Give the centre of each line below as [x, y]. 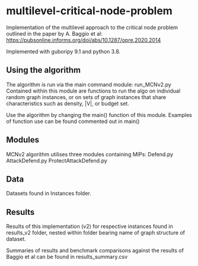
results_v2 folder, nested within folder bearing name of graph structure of [96, 233]
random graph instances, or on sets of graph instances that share [86, 97]
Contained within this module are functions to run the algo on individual [93, 91]
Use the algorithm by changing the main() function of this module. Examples [99, 115]
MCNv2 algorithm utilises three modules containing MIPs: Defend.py [90, 154]
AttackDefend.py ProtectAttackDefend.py [57, 160]
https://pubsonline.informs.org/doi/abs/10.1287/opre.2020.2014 [84, 40]
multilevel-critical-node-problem [90, 11]
